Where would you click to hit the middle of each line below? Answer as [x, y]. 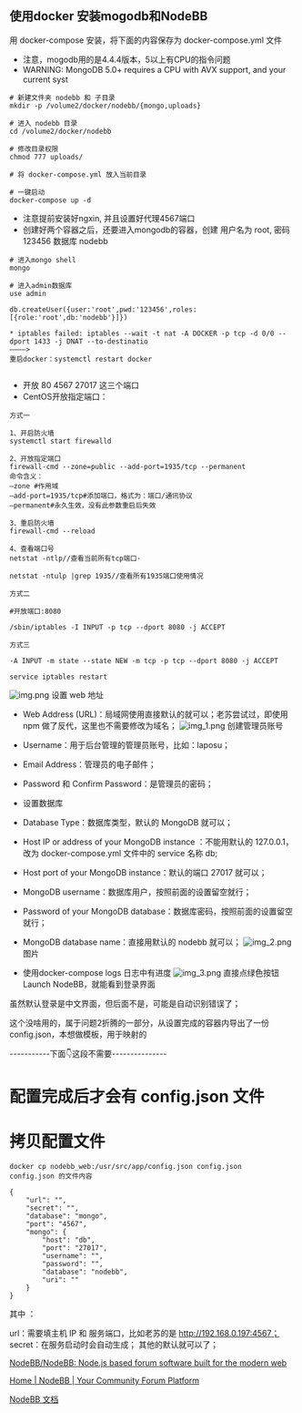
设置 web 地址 [78, 694]
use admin [28, 293]
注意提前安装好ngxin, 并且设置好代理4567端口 [109, 218]
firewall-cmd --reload [52, 531]
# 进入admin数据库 [41, 285]
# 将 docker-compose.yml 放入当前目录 [78, 174]
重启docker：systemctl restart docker [81, 359]
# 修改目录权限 [34, 148]
